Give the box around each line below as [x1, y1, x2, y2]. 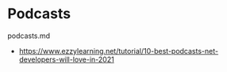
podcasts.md [7, 31, 51, 40]
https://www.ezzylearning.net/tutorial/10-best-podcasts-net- [18, 46, 219, 55]
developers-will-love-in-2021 [18, 55, 114, 64]
